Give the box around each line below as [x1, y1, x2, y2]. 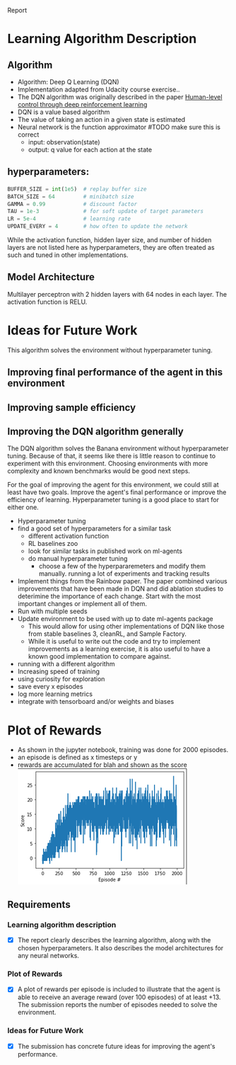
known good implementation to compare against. [28, 652, 171, 661]
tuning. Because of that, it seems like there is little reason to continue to [7, 452, 216, 460]
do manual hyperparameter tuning [28, 554, 128, 563]
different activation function [28, 532, 110, 540]
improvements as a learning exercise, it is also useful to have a [28, 644, 211, 654]
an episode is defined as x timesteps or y [17, 753, 138, 762]
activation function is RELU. [7, 297, 88, 306]
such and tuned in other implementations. [7, 251, 129, 259]
